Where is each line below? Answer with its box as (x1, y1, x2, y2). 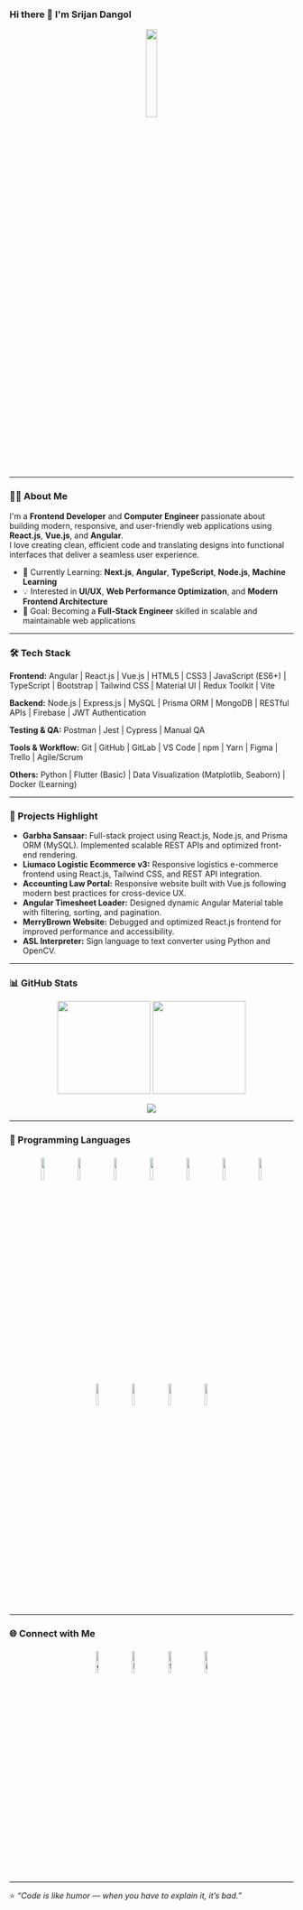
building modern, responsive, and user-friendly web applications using (9, 520, 272, 531)
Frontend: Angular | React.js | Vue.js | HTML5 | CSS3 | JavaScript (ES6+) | (9, 670, 287, 681)
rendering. (39, 849, 78, 860)
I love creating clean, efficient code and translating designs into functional (9, 539, 285, 550)
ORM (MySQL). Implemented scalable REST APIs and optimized (22, 839, 259, 851)
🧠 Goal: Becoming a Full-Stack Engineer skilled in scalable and (22, 605, 258, 617)
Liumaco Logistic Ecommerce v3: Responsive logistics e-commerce (22, 859, 279, 870)
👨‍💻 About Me (9, 490, 68, 503)
